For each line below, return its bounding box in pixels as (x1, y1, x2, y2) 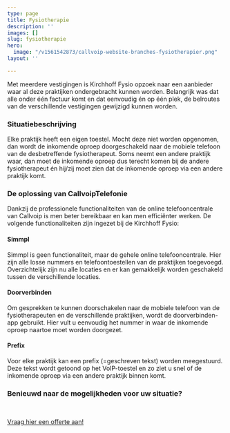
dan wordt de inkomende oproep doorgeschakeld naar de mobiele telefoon (7, 142, 221, 151)
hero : (7, 42, 23, 49)
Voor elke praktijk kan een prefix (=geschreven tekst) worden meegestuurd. (7, 356, 223, 365)
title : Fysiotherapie (7, 17, 70, 23)
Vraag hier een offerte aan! (7, 418, 84, 426)
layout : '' (7, 55, 39, 62)
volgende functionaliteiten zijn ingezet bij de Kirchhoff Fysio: (7, 219, 180, 228)
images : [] (7, 29, 39, 37)
